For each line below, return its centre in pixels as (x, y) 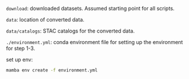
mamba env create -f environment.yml (52, 70)
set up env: (20, 60)
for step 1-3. (21, 48)
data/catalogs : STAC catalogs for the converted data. (71, 31)
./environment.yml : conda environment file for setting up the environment (94, 42)
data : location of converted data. (45, 19)
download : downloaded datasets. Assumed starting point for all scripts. (90, 8)
